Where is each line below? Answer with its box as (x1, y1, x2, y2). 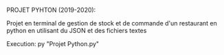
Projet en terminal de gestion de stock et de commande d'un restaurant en (6, 19, 217, 27)
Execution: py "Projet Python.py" (6, 40, 100, 47)
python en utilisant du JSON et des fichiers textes (6, 27, 147, 34)
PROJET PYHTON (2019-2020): (6, 6, 96, 14)
